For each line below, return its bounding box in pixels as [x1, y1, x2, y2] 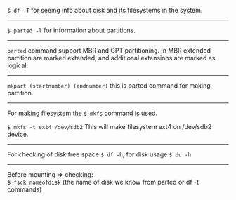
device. [7, 130, 29, 138]
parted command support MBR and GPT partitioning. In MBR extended [7, 46, 211, 55]
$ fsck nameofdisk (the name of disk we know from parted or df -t [7, 178, 199, 186]
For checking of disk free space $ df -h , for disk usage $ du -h [7, 150, 192, 159]
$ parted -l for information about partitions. [7, 26, 136, 34]
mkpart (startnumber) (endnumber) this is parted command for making [7, 81, 211, 90]
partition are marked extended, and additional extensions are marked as [7, 54, 216, 62]
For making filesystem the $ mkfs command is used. [7, 109, 158, 117]
